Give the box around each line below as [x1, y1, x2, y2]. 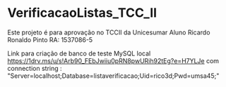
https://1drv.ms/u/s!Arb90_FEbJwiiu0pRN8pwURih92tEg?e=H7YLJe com [7, 56, 220, 65]
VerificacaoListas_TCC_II [7, 5, 157, 21]
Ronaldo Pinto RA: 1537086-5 [7, 35, 93, 43]
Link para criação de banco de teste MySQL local [7, 49, 151, 58]
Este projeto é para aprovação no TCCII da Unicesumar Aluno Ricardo [7, 28, 210, 36]
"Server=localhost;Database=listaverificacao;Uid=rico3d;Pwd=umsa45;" [7, 72, 220, 80]
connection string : [7, 64, 62, 72]
